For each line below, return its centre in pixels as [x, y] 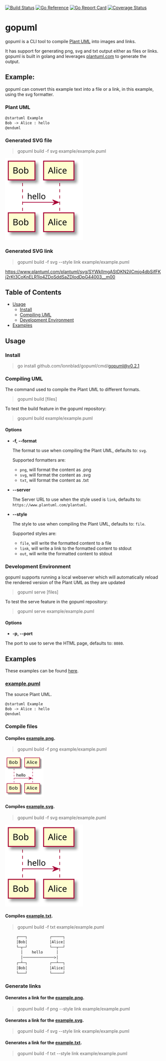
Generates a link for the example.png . [45, 998]
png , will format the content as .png [55, 470]
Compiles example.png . [30, 738]
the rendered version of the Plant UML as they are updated [65, 582]
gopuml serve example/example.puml [56, 611]
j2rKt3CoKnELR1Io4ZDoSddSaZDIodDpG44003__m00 [60, 277]
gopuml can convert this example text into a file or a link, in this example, [80, 89]
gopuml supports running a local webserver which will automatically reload [82, 577]
